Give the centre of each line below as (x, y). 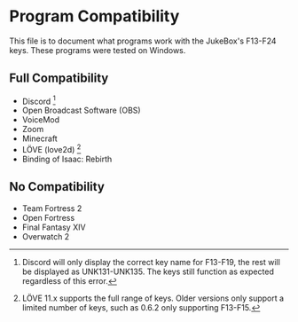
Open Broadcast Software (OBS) (81, 110)
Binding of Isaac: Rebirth (67, 159)
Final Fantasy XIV (54, 227)
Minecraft (39, 138)
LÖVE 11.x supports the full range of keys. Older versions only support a (153, 298)
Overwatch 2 (46, 236)
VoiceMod (41, 120)
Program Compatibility (94, 16)
